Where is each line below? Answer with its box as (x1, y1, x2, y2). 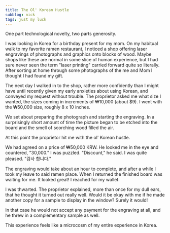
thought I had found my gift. (5, 73, 63, 79)
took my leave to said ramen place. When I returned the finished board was (5, 171, 162, 177)
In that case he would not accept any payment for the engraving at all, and (5, 207, 161, 213)
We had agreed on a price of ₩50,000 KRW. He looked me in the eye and (5, 144, 159, 150)
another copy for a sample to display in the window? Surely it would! (5, 197, 148, 203)
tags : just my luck (5, 17, 47, 22)
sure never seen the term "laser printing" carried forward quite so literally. (5, 62, 160, 68)
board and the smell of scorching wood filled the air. (5, 125, 114, 131)
